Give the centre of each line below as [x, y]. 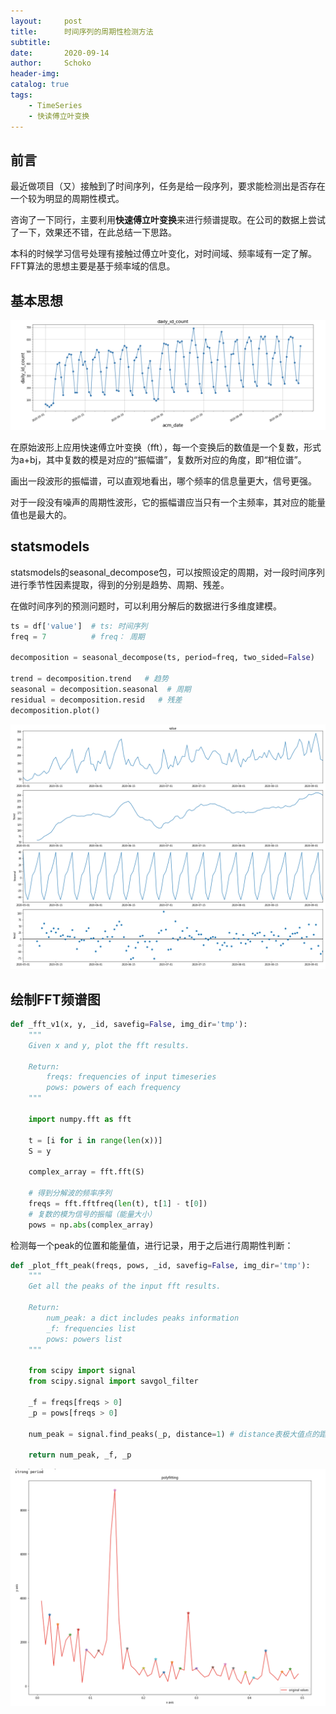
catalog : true [40, 85]
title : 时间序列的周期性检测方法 [82, 31]
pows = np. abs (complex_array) [91, 1225]
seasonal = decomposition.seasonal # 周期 [101, 689]
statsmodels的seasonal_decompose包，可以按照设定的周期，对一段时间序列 [168, 572]
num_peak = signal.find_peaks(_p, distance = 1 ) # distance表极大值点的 [174, 1434]
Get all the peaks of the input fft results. [125, 1286]
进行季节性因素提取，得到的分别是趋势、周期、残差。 [120, 584]
